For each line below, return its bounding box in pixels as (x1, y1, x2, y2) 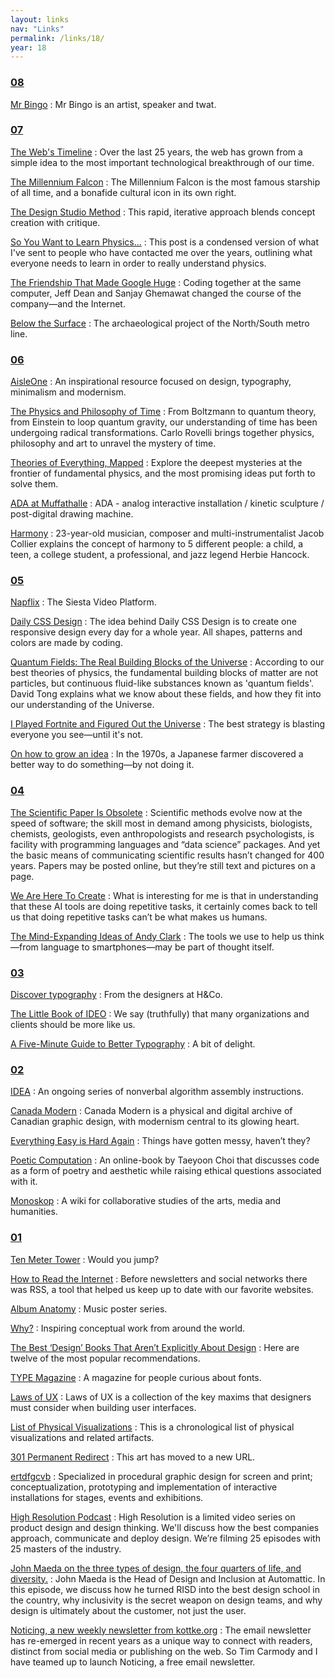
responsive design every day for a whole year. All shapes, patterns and (10, 626, 303, 638)
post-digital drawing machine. (10, 508, 134, 520)
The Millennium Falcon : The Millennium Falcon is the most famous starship (10, 176, 321, 188)
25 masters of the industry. (10, 1542, 122, 1555)
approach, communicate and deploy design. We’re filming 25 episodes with (10, 1532, 321, 1544)
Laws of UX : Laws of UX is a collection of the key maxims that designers (10, 1391, 312, 1403)
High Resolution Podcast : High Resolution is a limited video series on (10, 1511, 296, 1523)
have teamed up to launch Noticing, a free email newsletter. (10, 1656, 256, 1668)
